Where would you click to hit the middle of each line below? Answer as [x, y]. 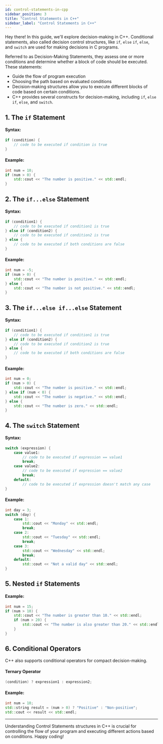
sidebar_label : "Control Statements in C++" [51, 23]
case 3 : [21, 546]
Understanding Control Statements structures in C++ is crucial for [71, 726]
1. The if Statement [35, 117]
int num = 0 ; [18, 379]
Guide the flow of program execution [49, 76]
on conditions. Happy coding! [34, 736]
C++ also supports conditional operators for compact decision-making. [76, 660]
